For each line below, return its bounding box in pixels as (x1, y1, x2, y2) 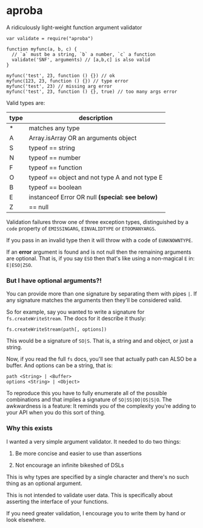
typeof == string (28, 143, 75, 152)
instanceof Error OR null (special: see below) (28, 192, 158, 201)
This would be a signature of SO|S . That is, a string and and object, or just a (6, 337, 194, 345)
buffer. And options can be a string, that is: (6, 362, 113, 369)
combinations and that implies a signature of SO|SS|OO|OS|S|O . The (6, 396, 172, 404)
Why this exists (6, 424, 53, 433)
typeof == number (28, 153, 81, 161)
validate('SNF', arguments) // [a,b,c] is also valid (12, 56, 150, 63)
